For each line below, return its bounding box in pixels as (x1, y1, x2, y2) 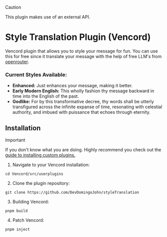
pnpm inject (5, 227, 30, 232)
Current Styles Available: (5, 71, 67, 78)
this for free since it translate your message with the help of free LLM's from (5, 53, 162, 59)
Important (5, 137, 25, 143)
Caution (5, 5, 21, 10)
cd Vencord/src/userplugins (5, 171, 64, 177)
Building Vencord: (12, 199, 49, 205)
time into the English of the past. (12, 93, 79, 99)
